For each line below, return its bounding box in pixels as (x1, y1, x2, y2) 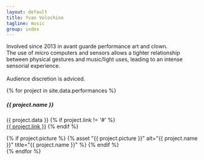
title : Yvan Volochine (6, 15, 64, 21)
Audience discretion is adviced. (6, 75, 85, 82)
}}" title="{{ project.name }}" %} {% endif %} (6, 141, 119, 148)
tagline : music (6, 20, 45, 26)
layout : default (6, 9, 47, 15)
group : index (6, 26, 40, 32)
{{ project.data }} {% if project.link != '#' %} (6, 117, 116, 124)
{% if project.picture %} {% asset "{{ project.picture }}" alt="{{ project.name (6, 135, 198, 142)
